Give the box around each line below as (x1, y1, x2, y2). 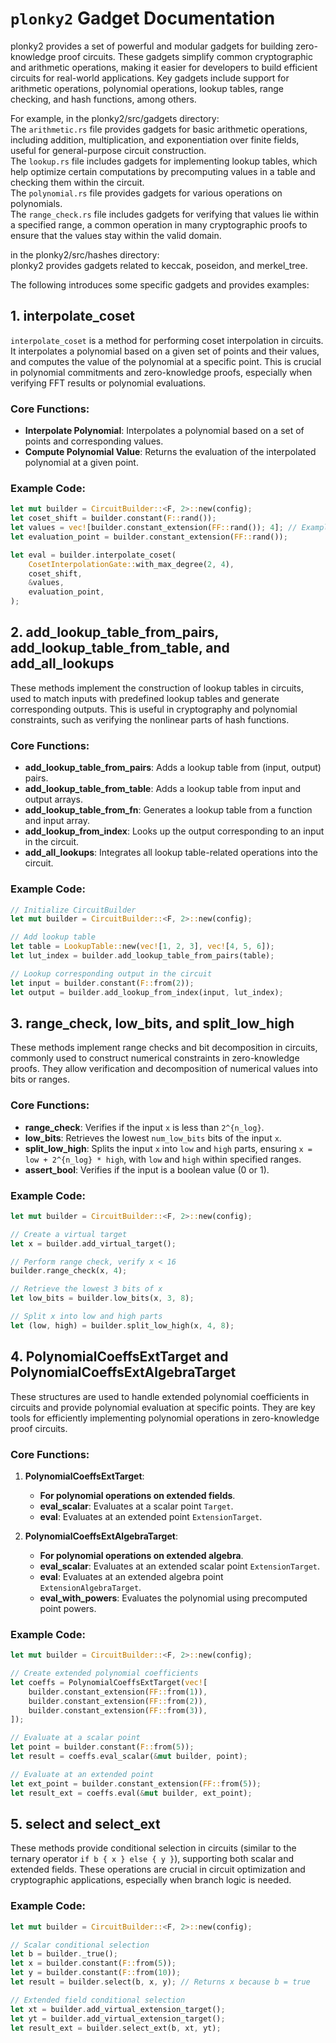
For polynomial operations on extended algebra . (39, 1549, 244, 1561)
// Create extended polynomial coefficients (10, 1668, 199, 1679)
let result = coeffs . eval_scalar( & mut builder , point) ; (10, 1752, 248, 1762)
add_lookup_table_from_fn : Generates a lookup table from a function (24, 804, 313, 816)
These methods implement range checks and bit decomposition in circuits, (10, 1042, 318, 1054)
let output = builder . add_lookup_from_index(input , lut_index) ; (10, 987, 284, 997)
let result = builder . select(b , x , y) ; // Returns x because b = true (10, 1977, 311, 1987)
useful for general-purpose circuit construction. (10, 144, 207, 156)
